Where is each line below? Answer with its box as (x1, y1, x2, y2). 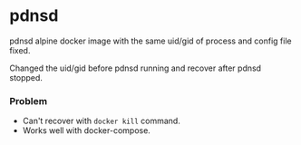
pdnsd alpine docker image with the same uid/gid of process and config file (9, 35, 292, 46)
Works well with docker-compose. (22, 125, 151, 136)
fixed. (9, 44, 31, 55)
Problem (9, 94, 48, 107)
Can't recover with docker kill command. (22, 115, 181, 127)
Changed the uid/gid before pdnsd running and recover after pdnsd (9, 63, 261, 73)
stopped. (9, 72, 44, 82)
